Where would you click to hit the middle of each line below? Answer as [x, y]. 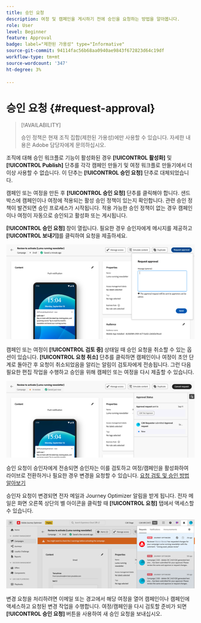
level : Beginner [26, 32]
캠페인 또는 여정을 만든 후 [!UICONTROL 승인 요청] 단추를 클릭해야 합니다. [93, 193]
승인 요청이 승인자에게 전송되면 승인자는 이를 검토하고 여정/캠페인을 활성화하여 [98, 468]
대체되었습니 [175, 173]
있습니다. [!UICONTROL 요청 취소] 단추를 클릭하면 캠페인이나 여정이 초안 [102, 357]
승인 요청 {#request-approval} [81, 108]
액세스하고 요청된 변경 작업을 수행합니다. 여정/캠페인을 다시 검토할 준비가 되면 [97, 606]
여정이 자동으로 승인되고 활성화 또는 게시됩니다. [72, 215]
